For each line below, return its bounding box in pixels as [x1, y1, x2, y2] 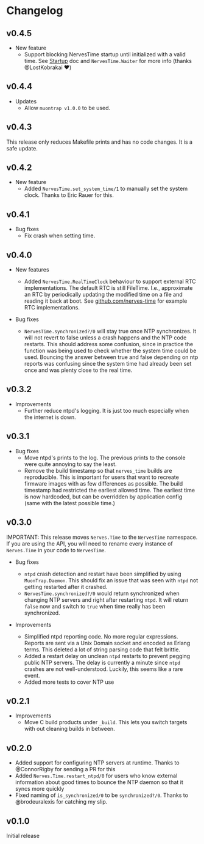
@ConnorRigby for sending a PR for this [15, 766, 116, 773]
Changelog [6, 4, 63, 18]
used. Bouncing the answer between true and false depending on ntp [24, 354, 199, 361]
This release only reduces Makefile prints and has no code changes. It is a [6, 138, 193, 146]
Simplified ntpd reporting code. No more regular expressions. [24, 632, 178, 640]
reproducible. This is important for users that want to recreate [24, 473, 180, 481]
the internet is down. [24, 413, 76, 421]
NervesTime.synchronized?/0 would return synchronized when [24, 590, 180, 597]
